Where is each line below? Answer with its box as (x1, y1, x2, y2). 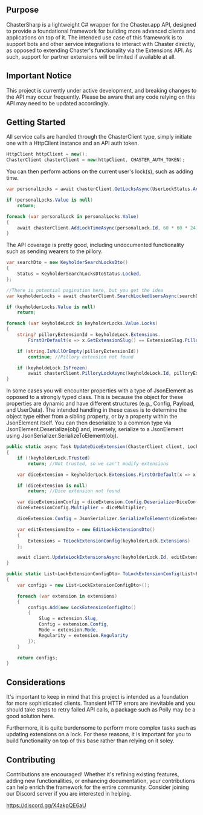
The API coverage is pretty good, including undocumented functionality (6, 242, 184, 249)
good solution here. (6, 713, 55, 720)
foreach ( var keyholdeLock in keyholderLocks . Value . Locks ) (6, 320, 158, 326)
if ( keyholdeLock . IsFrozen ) (17, 365, 88, 371)
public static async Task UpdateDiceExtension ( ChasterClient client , (6, 444, 185, 450)
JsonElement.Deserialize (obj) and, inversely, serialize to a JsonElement (6, 426, 184, 433)
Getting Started (6, 117, 66, 128)
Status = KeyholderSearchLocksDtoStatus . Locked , (17, 271, 142, 277)
